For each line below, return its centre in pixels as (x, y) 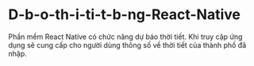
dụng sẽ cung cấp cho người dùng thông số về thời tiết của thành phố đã (127, 45)
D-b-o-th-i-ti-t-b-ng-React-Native (124, 15)
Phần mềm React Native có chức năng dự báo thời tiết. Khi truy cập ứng (125, 37)
